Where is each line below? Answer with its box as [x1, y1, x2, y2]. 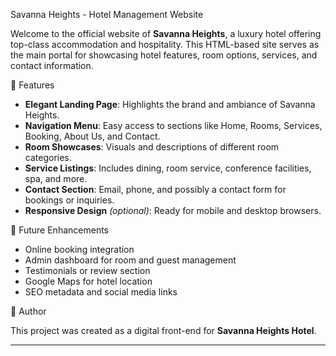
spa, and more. [24, 173, 88, 184]
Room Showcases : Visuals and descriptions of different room [24, 141, 280, 153]
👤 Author [10, 305, 47, 317]
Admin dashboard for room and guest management [24, 254, 237, 266]
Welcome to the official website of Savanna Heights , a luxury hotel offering [10, 28, 322, 39]
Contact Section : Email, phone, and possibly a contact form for [24, 184, 287, 195]
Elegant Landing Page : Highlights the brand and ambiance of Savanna [24, 99, 316, 110]
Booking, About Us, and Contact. [24, 130, 161, 142]
